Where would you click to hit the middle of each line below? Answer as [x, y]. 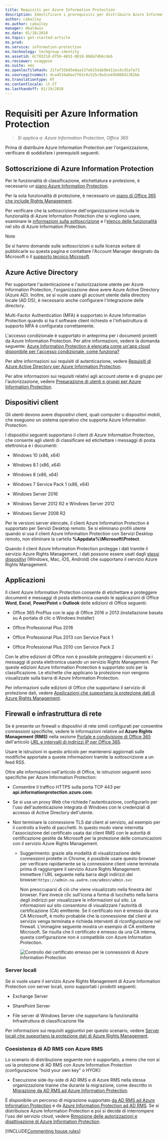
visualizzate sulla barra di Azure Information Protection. [62, 678]
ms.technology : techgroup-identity [42, 51]
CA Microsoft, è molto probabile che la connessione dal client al [85, 916]
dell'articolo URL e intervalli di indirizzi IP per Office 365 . [63, 742]
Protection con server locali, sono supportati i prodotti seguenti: [71, 986]
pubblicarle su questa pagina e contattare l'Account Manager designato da [82, 251]
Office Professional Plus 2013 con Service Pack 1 [63, 637]
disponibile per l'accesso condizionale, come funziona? [62, 352]
